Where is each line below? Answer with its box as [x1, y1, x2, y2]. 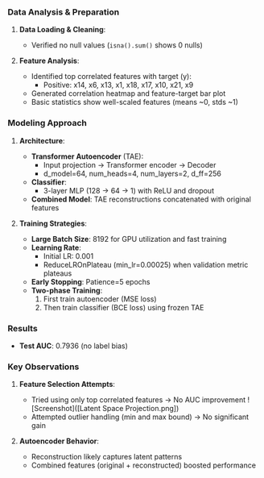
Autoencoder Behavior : [19, 436, 100, 446]
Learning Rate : [31, 243, 81, 252]
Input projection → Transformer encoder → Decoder [43, 160, 217, 169]
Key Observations [7, 361, 80, 372]
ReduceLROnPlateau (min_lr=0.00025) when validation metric [43, 260, 249, 269]
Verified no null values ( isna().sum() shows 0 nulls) [31, 40, 203, 50]
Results [7, 322, 38, 334]
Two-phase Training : [31, 285, 103, 295]
